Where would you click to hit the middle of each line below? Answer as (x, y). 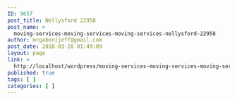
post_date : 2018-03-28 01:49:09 (55, 46)
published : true (31, 73)
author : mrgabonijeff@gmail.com (55, 40)
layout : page (26, 54)
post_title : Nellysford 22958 (52, 20)
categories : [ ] (31, 86)
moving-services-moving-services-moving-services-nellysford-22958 (115, 33)
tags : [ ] (22, 79)
